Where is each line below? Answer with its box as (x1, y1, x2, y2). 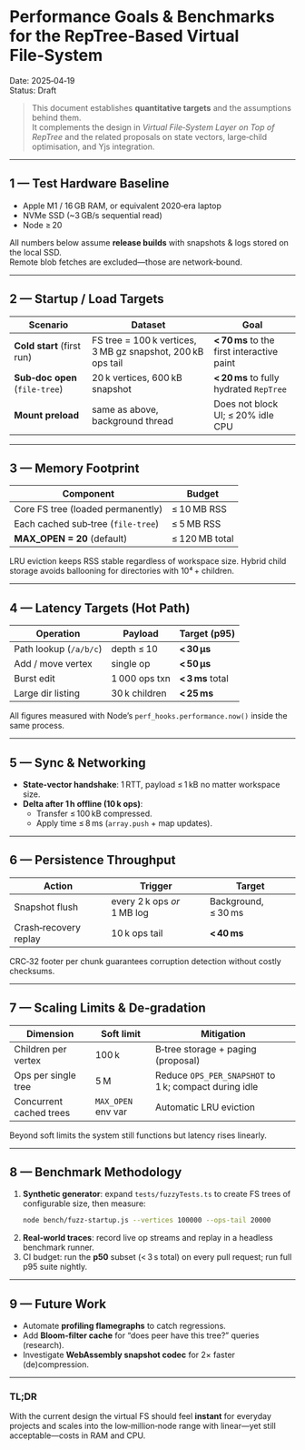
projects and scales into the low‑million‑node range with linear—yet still (9, 1421, 277, 1432)
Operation (35, 628, 81, 640)
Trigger (139, 880, 172, 892)
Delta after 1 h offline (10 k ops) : (22, 799, 143, 809)
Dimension (26, 1027, 74, 1040)
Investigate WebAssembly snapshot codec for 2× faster (22, 1349, 236, 1361)
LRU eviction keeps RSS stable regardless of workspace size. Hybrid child (9, 556, 287, 567)
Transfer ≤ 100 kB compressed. (35, 808, 152, 819)
